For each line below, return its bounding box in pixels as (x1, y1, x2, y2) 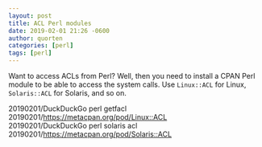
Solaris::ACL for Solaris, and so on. (8, 88, 127, 97)
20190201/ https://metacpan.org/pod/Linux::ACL (8, 112, 168, 121)
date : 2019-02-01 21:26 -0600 (8, 27, 110, 35)
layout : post (8, 11, 52, 20)
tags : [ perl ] (8, 49, 52, 57)
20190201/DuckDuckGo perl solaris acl (8, 121, 138, 130)
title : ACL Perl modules (8, 19, 92, 27)
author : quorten (8, 34, 63, 43)
